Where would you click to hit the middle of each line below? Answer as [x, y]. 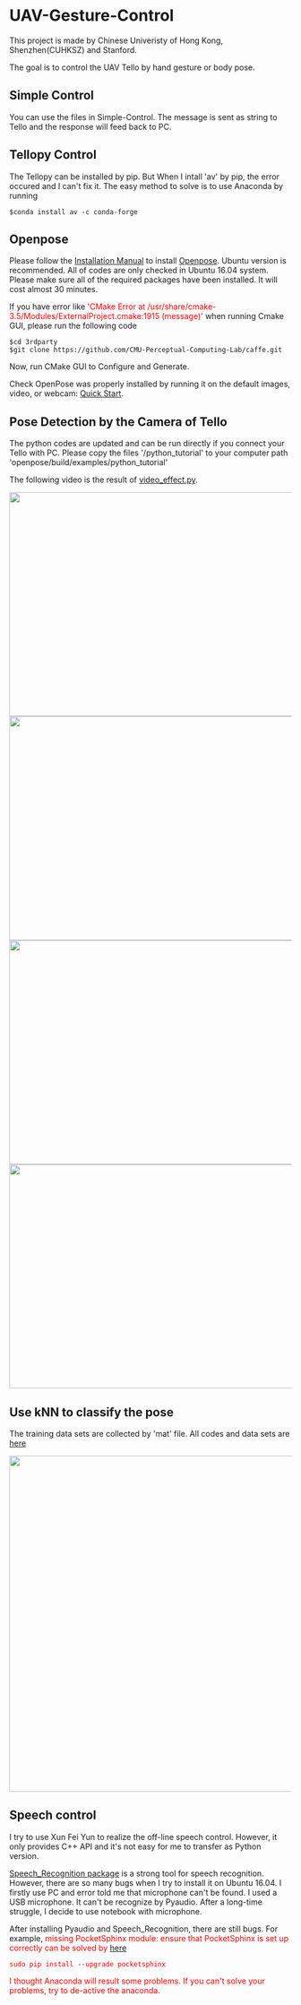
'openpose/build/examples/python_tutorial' [89, 462]
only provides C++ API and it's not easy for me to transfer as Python [135, 1846]
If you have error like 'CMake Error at [77, 307]
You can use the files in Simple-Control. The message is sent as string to [143, 117]
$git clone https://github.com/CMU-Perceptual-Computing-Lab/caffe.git [146, 350]
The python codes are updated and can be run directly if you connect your [147, 444]
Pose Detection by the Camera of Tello [118, 422]
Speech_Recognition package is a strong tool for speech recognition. [137, 1873]
